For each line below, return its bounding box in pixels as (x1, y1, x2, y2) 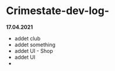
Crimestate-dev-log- (6, 4, 110, 18)
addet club (14, 35, 41, 42)
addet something (14, 41, 55, 48)
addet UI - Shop (14, 47, 54, 54)
